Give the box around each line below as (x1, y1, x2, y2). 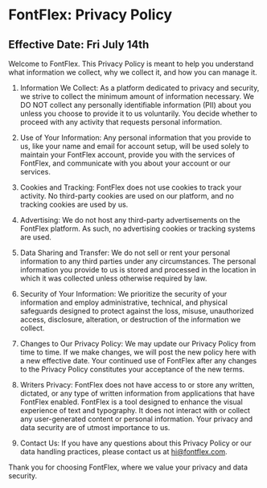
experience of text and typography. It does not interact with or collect (19, 406, 251, 415)
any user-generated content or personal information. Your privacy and (19, 414, 253, 424)
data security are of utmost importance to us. (19, 423, 170, 432)
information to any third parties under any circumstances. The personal (19, 256, 257, 266)
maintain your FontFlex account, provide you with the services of (19, 150, 236, 159)
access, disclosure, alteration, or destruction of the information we (19, 315, 241, 324)
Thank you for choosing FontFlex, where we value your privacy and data (8, 462, 248, 472)
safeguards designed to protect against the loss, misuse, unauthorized (19, 306, 254, 315)
